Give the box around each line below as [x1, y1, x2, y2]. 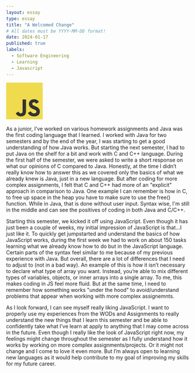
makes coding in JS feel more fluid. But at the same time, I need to [6, 280, 166, 287]
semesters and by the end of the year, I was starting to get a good [6, 137, 166, 145]
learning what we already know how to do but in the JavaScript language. [6, 243, 183, 250]
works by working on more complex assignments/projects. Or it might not [6, 341, 183, 348]
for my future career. [6, 360, 56, 367]
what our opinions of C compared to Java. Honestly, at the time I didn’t [6, 162, 177, 170]
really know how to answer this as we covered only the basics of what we [6, 169, 184, 176]
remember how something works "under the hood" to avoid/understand [6, 286, 179, 293]
